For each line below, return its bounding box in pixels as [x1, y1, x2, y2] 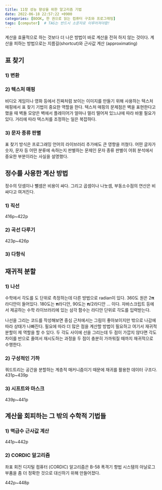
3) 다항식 [5, 251, 25, 257]
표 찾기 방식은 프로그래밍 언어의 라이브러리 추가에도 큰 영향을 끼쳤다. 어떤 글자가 [5, 142, 156, 147]
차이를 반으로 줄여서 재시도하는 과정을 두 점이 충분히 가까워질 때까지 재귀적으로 [5, 335, 154, 342]
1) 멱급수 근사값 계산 [5, 427, 49, 434]
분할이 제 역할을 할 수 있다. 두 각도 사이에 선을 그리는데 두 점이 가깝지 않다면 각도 [5, 330, 157, 335]
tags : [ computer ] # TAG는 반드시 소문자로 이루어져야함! [5, 20, 110, 26]
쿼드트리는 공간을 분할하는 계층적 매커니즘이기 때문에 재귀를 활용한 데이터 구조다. [5, 367, 158, 373]
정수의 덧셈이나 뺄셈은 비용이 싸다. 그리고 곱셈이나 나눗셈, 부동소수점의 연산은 [5, 183, 151, 189]
